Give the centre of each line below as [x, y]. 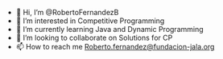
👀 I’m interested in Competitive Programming [90, 21]
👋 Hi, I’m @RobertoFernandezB [67, 12]
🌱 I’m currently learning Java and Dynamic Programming [109, 29]
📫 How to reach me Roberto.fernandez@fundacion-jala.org [115, 47]
